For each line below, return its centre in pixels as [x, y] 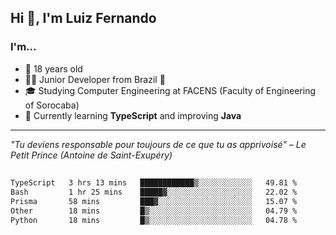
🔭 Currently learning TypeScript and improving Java [133, 115]
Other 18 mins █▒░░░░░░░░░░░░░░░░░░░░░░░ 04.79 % [154, 211]
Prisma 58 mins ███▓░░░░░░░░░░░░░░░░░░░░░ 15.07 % [154, 201]
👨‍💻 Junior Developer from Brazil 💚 [95, 79]
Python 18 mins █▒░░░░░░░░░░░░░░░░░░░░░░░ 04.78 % [154, 220]
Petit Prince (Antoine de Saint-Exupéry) [91, 155]
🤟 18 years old [53, 68]
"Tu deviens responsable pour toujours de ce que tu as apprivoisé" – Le [158, 144]
